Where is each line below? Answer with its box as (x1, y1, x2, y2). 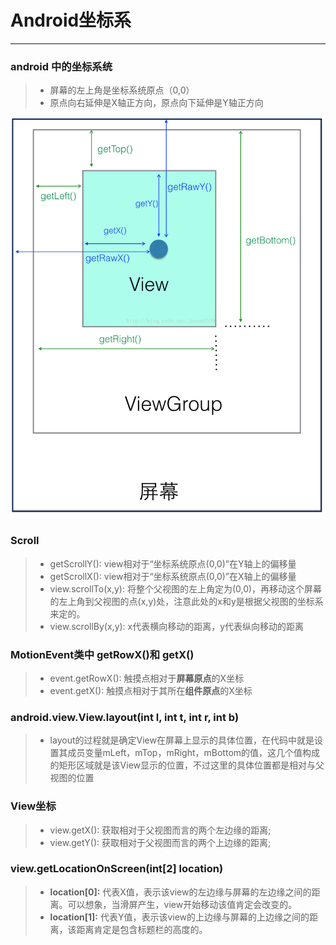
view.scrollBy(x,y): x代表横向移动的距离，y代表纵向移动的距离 (49, 620, 305, 632)
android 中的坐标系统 (10, 59, 113, 73)
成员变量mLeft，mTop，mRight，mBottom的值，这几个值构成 (67, 747, 321, 759)
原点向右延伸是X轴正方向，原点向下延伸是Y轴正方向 (49, 97, 264, 109)
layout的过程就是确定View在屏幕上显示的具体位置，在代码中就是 (49, 734, 315, 746)
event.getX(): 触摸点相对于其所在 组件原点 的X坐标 (49, 684, 253, 696)
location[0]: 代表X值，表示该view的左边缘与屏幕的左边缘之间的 (49, 886, 312, 898)
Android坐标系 (10, 9, 132, 32)
